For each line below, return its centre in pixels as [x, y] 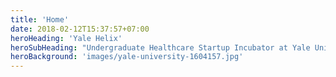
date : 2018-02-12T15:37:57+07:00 [80, 29]
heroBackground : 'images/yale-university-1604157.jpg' [127, 57]
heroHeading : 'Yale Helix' [66, 38]
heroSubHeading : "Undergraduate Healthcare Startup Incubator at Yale [160, 47]
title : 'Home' [40, 19]
